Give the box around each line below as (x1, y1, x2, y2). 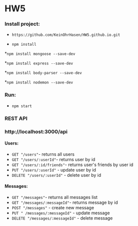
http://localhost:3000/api (4, 128, 68, 135)
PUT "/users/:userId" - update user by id (11, 167, 97, 172)
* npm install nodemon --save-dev (4, 79, 73, 85)
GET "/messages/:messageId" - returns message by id (11, 199, 118, 205)
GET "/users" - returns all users (11, 151, 75, 157)
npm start (11, 104, 33, 109)
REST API (4, 115, 28, 122)
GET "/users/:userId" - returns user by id (11, 156, 96, 162)
